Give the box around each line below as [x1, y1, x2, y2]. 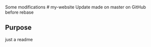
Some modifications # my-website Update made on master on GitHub [5, 4, 146, 10]
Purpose [5, 23, 32, 32]
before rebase [5, 9, 34, 15]
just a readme [5, 36, 33, 42]
